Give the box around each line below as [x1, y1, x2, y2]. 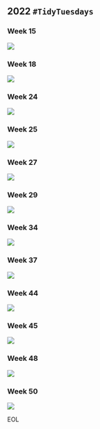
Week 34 [7, 222, 38, 232]
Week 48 [7, 354, 38, 364]
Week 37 [7, 255, 38, 265]
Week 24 [7, 92, 38, 102]
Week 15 [7, 26, 37, 36]
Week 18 [7, 59, 37, 69]
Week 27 [7, 157, 37, 167]
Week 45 [7, 321, 38, 330]
